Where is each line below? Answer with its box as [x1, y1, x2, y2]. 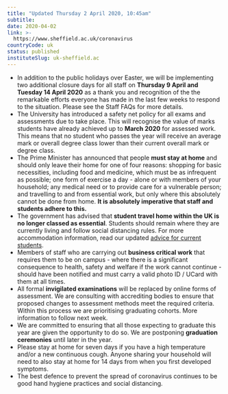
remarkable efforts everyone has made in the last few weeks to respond [16, 95, 220, 103]
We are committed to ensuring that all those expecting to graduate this [16, 321, 216, 329]
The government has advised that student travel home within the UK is [16, 212, 220, 220]
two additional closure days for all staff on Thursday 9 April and [16, 80, 199, 89]
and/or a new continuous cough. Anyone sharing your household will [16, 350, 212, 358]
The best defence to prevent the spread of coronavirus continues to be [16, 371, 218, 380]
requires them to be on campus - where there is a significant [16, 255, 188, 264]
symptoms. [16, 365, 49, 373]
